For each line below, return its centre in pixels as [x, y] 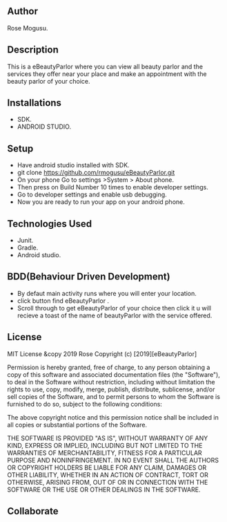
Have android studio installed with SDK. [73, 165]
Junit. [25, 241]
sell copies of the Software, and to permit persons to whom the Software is [114, 396]
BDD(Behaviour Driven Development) [89, 277]
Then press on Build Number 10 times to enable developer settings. [112, 187]
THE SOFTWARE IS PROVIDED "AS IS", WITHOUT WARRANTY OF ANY [108, 438]
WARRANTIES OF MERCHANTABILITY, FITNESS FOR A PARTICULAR [105, 453]
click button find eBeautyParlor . [63, 301]
